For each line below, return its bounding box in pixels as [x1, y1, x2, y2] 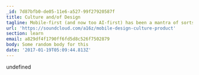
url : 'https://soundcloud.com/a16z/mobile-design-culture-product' [6, 25, 176, 31]
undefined [6, 63, 31, 70]
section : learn [6, 31, 44, 37]
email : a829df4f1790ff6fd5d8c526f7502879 [6, 36, 110, 42]
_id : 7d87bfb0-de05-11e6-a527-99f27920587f [6, 8, 115, 15]
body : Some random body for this [6, 42, 89, 48]
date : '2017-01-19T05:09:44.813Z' [6, 47, 92, 53]
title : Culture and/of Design [6, 14, 81, 20]
